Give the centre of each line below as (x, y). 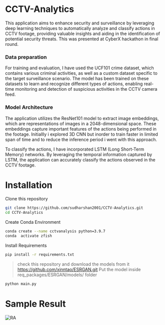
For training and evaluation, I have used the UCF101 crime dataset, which (80, 68)
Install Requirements (26, 245)
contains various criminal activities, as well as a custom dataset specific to (81, 73)
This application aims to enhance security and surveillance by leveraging (80, 23)
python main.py (21, 284)
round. (12, 44)
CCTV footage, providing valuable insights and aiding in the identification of (83, 33)
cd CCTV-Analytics (24, 213)
